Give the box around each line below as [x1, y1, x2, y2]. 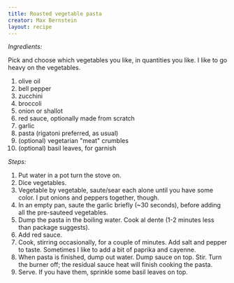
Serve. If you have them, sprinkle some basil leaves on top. [17, 268, 188, 277]
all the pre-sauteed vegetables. [17, 208, 108, 217]
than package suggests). [17, 223, 90, 232]
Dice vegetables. [17, 179, 67, 187]
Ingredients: [8, 43, 43, 51]
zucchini [17, 92, 43, 100]
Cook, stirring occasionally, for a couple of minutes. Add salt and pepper [17, 238, 228, 247]
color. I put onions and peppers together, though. [17, 193, 160, 202]
